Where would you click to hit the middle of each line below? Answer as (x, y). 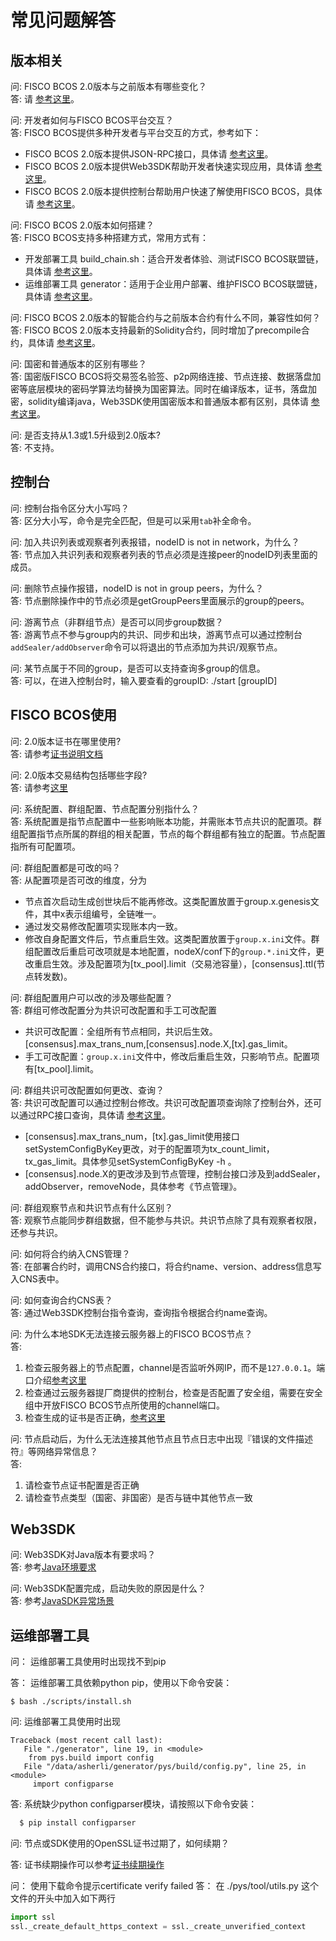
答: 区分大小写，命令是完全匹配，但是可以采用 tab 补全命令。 (133, 520)
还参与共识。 (36, 1232)
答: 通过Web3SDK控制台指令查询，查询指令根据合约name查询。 (141, 1312)
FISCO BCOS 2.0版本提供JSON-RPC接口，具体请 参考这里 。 (149, 154)
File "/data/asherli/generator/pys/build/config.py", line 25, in (165, 1767)
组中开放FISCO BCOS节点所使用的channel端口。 (124, 1405)
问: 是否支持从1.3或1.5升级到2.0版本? (86, 435)
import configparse (73, 1784)
